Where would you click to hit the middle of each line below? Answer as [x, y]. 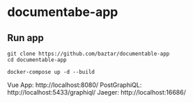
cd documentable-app [37, 60]
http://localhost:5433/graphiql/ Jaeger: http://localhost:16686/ [97, 92]
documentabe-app [63, 12]
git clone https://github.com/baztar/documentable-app [88, 54]
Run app [25, 38]
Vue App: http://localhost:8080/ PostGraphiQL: [75, 85]
